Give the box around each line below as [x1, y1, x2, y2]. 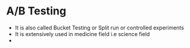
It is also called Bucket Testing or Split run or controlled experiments [14, 24, 185, 31]
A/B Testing [6, 4, 67, 18]
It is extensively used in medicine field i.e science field [14, 30, 150, 37]
